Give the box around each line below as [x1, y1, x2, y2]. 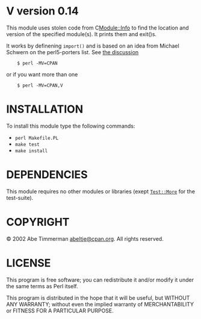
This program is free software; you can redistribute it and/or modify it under [6, 276, 194, 283]
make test [14, 141, 40, 147]
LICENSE [6, 256, 51, 270]
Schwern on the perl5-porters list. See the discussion [6, 48, 139, 55]
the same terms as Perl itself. [6, 282, 78, 290]
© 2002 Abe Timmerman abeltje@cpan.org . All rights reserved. [6, 235, 164, 242]
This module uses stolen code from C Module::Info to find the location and [6, 24, 190, 31]
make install [14, 147, 48, 154]
